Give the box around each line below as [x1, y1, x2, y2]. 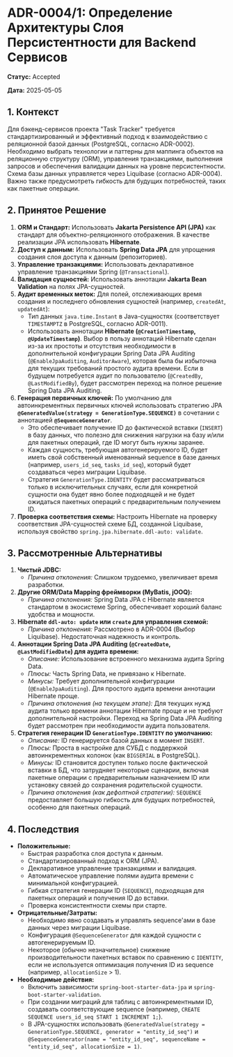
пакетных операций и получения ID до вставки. [27, 894, 169, 902]
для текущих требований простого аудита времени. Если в [27, 364, 204, 372]
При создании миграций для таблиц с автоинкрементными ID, [27, 998, 214, 1006]
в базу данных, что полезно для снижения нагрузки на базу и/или [27, 431, 224, 439]
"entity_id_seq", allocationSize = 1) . [27, 1042, 143, 1051]
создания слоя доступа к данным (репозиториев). [17, 253, 168, 261]
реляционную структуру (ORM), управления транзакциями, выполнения [7, 154, 223, 163]
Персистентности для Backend [7, 35, 197, 50]
